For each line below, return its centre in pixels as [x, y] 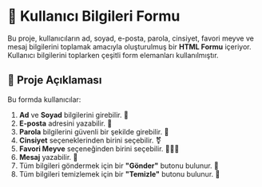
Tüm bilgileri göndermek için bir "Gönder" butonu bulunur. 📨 [119, 166]
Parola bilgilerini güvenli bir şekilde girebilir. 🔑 [94, 131]
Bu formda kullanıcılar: [44, 99]
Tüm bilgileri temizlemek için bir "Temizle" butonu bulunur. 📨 [119, 173]
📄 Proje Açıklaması [55, 80]
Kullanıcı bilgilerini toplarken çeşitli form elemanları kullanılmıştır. [113, 55]
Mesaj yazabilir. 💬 [48, 157]
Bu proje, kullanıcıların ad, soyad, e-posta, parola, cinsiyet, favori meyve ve [131, 38]
